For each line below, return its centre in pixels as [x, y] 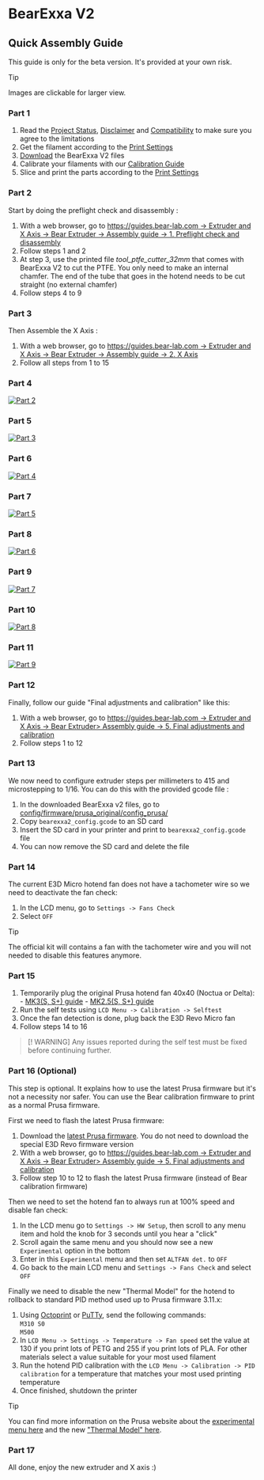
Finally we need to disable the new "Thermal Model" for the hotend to [122, 1291]
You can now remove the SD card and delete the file [104, 846]
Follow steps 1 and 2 [53, 251]
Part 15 [22, 976]
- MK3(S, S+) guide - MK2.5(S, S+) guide [87, 1001]
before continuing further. [70, 1050]
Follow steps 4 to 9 [51, 293]
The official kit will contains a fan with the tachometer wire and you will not [130, 947]
